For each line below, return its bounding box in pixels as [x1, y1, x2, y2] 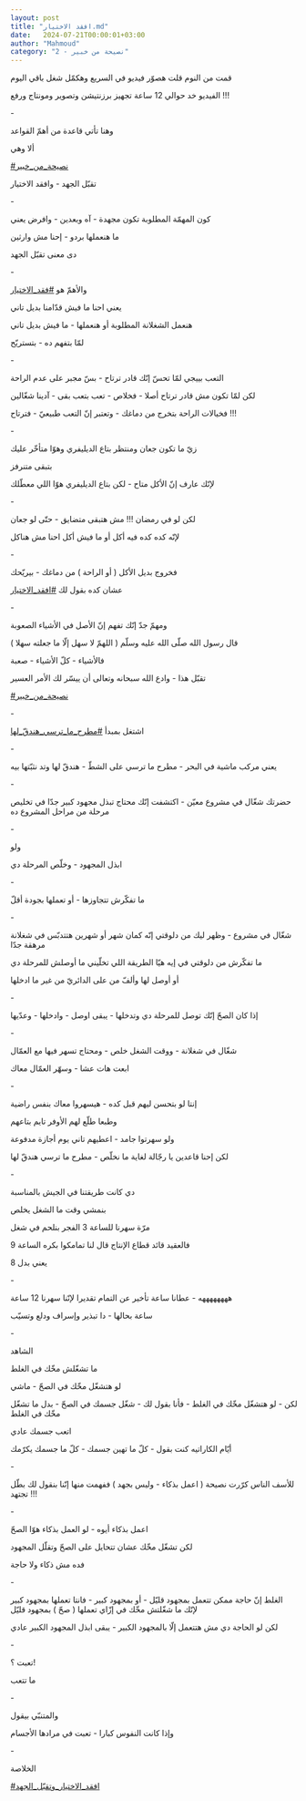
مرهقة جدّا [10, 940, 46, 951]
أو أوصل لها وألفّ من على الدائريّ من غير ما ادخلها [10, 974, 179, 985]
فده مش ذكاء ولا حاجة [10, 1559, 86, 1570]
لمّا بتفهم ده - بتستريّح [10, 337, 85, 348]
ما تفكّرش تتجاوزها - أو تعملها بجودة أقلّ [10, 894, 145, 905]
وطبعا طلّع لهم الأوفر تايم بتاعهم [10, 1116, 117, 1127]
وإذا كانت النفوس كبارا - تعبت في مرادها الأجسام [10, 1728, 174, 1739]
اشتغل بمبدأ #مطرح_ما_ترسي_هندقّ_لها [10, 726, 145, 736]
